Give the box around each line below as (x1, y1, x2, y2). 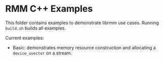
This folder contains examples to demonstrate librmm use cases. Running (5, 20, 159, 26)
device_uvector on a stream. (12, 50, 72, 56)
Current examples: (5, 35, 44, 41)
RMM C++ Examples (5, 3, 93, 15)
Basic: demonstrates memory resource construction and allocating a (12, 44, 156, 50)
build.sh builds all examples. (5, 25, 66, 31)
